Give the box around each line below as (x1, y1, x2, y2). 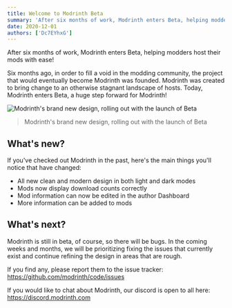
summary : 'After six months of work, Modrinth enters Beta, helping (7, 17, 209, 23)
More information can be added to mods (17, 199, 133, 207)
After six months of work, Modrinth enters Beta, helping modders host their (7, 48, 221, 57)
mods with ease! (7, 56, 54, 64)
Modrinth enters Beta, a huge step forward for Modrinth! (7, 91, 167, 99)
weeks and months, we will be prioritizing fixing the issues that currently (7, 244, 213, 253)
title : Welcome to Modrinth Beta (7, 10, 104, 17)
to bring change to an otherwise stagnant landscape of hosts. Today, (7, 84, 203, 92)
